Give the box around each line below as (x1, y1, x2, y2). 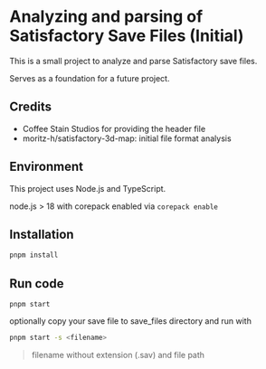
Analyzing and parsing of (9, 6, 204, 27)
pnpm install (9, 251, 59, 260)
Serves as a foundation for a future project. (9, 72, 170, 83)
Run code (9, 276, 64, 291)
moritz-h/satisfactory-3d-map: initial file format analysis (22, 133, 233, 144)
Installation (9, 226, 74, 241)
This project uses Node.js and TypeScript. (9, 183, 166, 194)
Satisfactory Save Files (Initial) (9, 25, 244, 46)
